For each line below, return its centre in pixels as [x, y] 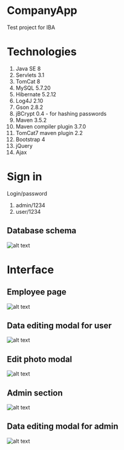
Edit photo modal [40, 359]
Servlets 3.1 [30, 75]
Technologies [42, 52]
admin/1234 [31, 205]
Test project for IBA [31, 27]
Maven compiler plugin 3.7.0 [51, 126]
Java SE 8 [28, 68]
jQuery [24, 145]
